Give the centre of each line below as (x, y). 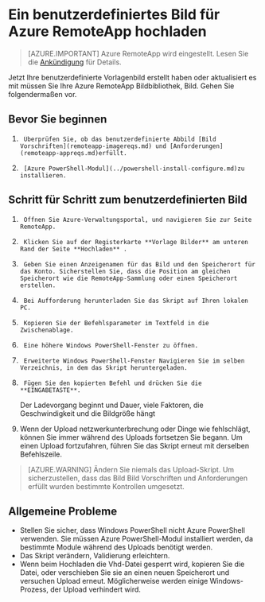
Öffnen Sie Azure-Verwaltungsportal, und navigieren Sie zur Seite (138, 219)
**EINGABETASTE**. (50, 390)
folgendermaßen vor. (43, 94)
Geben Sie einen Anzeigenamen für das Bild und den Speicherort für (140, 264)
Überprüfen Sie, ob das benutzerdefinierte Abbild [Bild (120, 139)
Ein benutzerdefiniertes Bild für (114, 15)
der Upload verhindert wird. (96, 589)
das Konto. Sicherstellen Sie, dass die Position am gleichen (125, 271)
